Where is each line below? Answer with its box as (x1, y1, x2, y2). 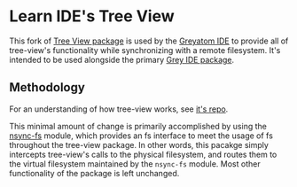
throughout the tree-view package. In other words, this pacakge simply (9, 139, 269, 150)
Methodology (9, 80, 86, 95)
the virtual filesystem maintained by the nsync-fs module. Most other (9, 158, 261, 169)
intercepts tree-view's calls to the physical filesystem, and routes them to (9, 149, 277, 160)
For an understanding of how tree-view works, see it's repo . (9, 104, 229, 114)
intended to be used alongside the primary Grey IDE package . (9, 54, 235, 65)
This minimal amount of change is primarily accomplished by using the (9, 121, 268, 131)
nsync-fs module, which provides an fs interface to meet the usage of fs (9, 130, 273, 141)
